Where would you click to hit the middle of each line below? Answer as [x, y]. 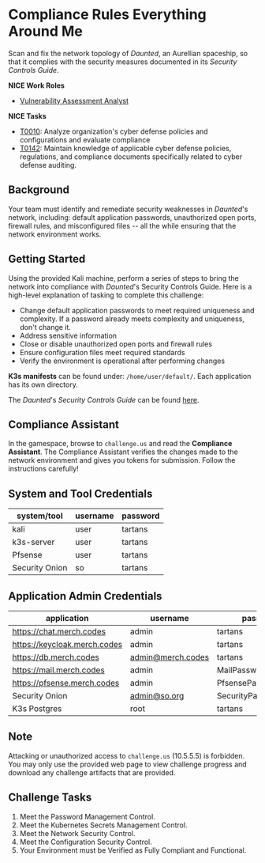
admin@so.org [157, 696]
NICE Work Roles [37, 85]
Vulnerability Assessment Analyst [74, 100]
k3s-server [34, 542]
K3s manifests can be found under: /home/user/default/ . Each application [130, 376]
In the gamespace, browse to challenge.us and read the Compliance [120, 444]
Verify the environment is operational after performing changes [122, 361]
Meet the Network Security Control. [77, 833]
